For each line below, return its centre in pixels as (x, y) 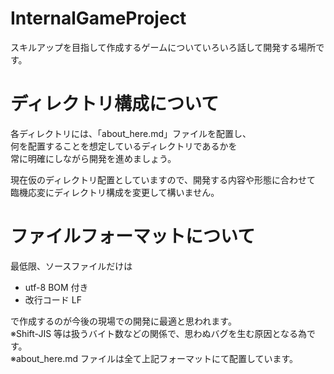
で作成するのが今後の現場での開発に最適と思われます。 (123, 321)
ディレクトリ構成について (115, 104)
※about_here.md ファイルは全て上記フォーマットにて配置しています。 (154, 358)
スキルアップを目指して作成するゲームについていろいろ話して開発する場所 (163, 47)
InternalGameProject (98, 18)
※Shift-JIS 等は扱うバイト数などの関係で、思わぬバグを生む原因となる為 (159, 333)
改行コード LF (53, 299)
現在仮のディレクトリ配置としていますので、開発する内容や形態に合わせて (163, 179)
